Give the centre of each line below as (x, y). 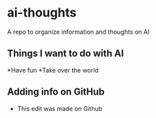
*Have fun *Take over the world (53, 70)
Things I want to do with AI (66, 53)
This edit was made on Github (60, 108)
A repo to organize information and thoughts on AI (78, 32)
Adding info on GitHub (56, 92)
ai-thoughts (42, 13)
